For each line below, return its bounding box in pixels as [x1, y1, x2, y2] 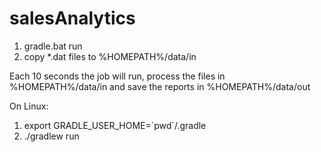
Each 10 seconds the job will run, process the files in [9, 70, 226, 82]
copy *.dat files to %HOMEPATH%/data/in [23, 50, 197, 62]
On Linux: [9, 100, 49, 112]
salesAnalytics [9, 7, 136, 30]
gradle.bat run [23, 40, 83, 52]
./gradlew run [23, 130, 80, 142]
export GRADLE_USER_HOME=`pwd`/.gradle [23, 119, 207, 131]
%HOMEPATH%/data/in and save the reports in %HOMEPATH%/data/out [9, 80, 311, 92]
